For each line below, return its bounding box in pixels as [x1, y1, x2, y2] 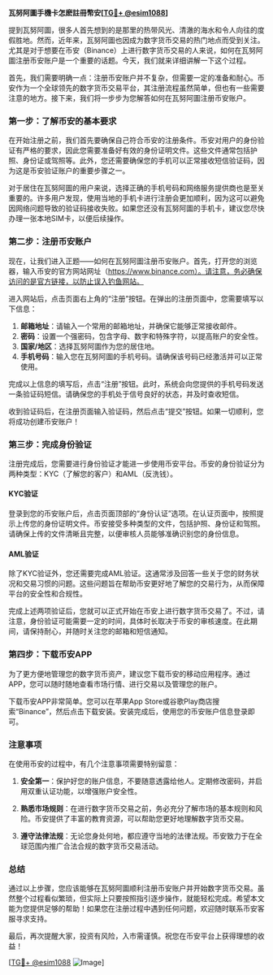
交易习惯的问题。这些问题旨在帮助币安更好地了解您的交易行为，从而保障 [22, 578, 265, 588]
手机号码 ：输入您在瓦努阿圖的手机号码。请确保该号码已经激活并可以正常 [19, 351, 262, 361]
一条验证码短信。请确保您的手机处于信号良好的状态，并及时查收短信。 [8, 389, 244, 399]
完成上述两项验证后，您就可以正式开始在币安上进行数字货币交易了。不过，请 [8, 606, 265, 616]
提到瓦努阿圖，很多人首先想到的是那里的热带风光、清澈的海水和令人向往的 [8, 25, 258, 35]
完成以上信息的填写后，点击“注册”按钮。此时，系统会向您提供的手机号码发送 [8, 379, 264, 388]
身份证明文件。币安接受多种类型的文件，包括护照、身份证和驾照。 [43, 519, 265, 529]
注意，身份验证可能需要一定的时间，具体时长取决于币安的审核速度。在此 [8, 617, 250, 626]
